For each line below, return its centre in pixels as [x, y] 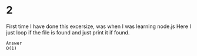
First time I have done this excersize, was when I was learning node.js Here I [98, 26]
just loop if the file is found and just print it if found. [68, 32]
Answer [14, 43]
